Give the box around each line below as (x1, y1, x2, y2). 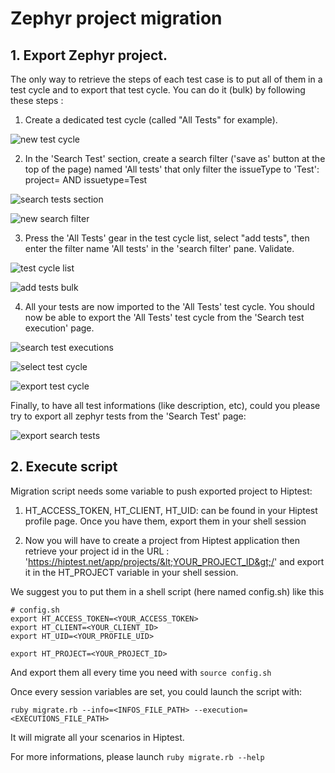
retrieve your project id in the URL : (24, 545, 170, 557)
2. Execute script (10, 458, 118, 476)
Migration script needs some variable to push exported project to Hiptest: (10, 485, 313, 497)
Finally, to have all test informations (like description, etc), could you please (10, 400, 321, 411)
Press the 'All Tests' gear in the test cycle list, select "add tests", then (24, 232, 310, 244)
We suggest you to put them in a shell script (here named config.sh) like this (10, 585, 325, 597)
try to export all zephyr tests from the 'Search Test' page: (10, 410, 247, 422)
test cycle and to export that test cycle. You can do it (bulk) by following (10, 84, 306, 96)
